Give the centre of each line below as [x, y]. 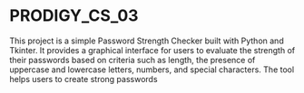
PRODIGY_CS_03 [74, 16]
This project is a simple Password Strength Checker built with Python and [147, 41]
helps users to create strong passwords [83, 79]
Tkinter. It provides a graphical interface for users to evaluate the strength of [152, 50]
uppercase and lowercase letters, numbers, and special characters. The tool [152, 70]
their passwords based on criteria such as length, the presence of [132, 60]
